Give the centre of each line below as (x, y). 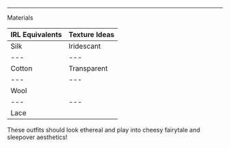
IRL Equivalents (36, 35)
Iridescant (85, 46)
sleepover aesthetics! (37, 137)
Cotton (22, 68)
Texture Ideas (91, 35)
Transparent (88, 68)
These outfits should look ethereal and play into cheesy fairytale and (104, 130)
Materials (20, 17)
